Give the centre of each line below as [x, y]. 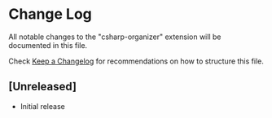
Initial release [42, 106]
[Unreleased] [43, 87]
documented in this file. [48, 45]
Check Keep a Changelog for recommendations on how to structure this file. [136, 61]
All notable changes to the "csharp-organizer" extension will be [115, 37]
